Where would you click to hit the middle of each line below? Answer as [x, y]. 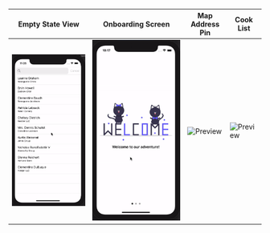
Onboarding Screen [137, 24]
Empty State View [49, 24]
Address [205, 24]
